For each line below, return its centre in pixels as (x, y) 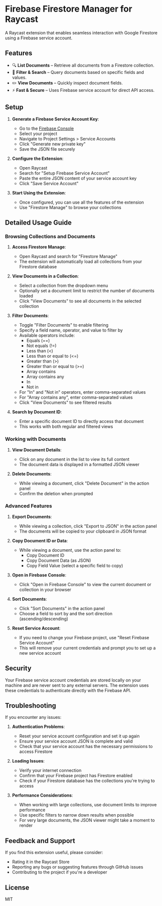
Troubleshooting (31, 706)
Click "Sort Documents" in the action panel (62, 608)
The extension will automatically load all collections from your (81, 261)
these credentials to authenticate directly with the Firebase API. (68, 690)
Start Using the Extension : (39, 192)
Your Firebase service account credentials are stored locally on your (73, 680)
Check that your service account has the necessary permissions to (86, 747)
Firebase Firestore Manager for (69, 9)
